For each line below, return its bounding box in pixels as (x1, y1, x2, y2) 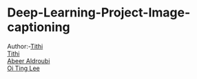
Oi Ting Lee (7, 64, 40, 72)
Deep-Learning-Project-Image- (7, 5, 191, 21)
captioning (7, 19, 70, 35)
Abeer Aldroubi (7, 56, 50, 65)
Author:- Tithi (7, 42, 43, 50)
